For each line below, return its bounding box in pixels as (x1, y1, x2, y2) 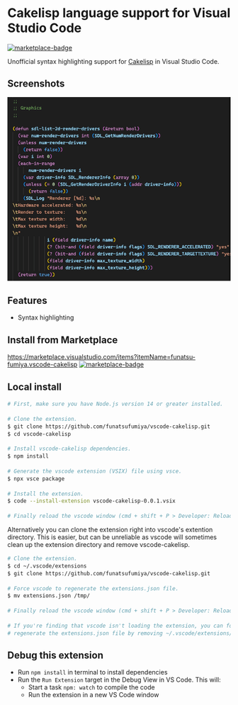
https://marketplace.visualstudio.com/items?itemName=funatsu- (7, 353, 196, 361)
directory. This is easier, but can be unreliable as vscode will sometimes (7, 533, 217, 541)
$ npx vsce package (7, 475, 65, 483)
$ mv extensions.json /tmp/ (7, 592, 91, 599)
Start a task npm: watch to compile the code (28, 683, 155, 692)
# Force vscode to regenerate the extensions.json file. (7, 585, 179, 592)
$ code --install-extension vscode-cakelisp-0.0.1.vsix (7, 497, 176, 504)
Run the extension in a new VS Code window (28, 691, 159, 699)
